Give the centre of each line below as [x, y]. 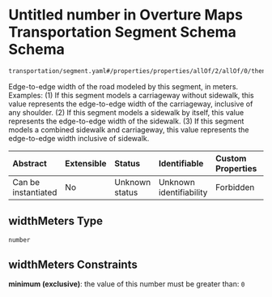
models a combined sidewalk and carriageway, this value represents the [129, 129]
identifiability [183, 192]
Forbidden [235, 187]
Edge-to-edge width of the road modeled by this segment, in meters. [123, 86]
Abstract [30, 163]
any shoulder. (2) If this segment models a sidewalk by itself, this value [126, 112]
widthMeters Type [56, 221]
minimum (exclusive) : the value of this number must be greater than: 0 [127, 284]
